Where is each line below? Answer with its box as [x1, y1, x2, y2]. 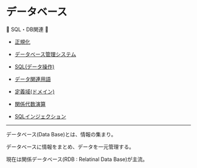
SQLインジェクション [14, 112, 66, 120]
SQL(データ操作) [14, 63, 55, 70]
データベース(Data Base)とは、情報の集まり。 [6, 131, 117, 138]
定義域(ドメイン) [14, 88, 55, 95]
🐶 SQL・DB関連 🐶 [6, 26, 49, 33]
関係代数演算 [14, 100, 46, 107]
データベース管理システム [14, 50, 76, 57]
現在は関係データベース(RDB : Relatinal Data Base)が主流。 [6, 156, 148, 163]
